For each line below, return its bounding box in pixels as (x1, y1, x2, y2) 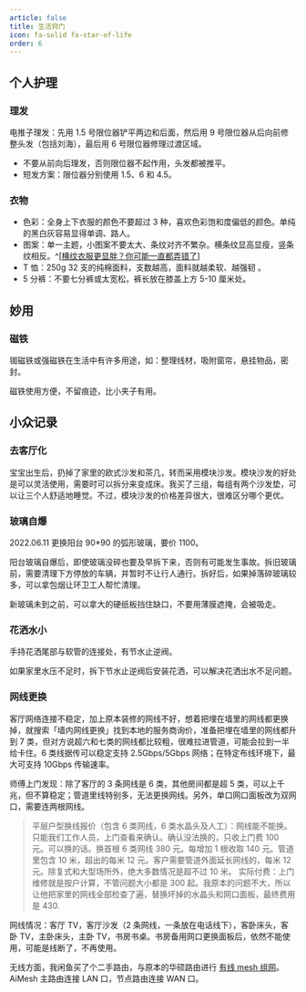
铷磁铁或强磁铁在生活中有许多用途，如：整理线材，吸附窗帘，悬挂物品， (9, 355, 280, 366)
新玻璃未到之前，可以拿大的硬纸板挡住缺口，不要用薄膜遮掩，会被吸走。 (9, 598, 280, 609)
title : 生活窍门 (9, 22, 66, 31)
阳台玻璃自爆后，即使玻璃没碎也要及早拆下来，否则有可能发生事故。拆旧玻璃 (9, 556, 297, 567)
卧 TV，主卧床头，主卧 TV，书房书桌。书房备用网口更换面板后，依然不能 (9, 931, 283, 942)
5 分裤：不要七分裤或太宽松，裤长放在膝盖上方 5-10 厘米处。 (22, 274, 251, 284)
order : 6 (9, 38, 43, 48)
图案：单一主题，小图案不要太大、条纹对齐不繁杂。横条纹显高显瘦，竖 (22, 239, 287, 251)
